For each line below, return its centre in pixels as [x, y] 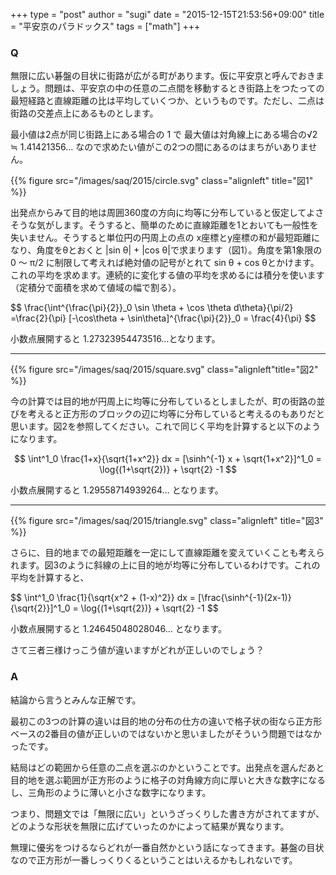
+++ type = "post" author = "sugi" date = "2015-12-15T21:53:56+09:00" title [167, 14]
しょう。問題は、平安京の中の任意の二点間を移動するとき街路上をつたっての [167, 88]
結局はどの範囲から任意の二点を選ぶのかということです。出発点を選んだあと [167, 767]
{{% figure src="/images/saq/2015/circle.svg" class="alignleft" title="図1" [162, 181]
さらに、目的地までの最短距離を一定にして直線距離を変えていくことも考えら [167, 553]
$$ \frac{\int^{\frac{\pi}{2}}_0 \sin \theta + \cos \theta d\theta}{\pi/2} [152, 308]
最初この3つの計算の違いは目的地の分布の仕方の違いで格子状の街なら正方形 [166, 721]
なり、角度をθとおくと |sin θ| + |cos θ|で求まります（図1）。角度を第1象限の [166, 250]
